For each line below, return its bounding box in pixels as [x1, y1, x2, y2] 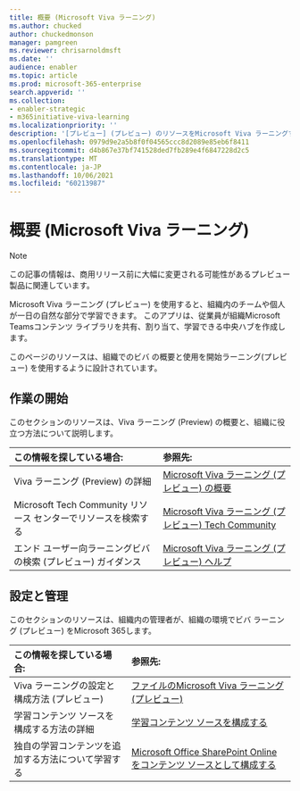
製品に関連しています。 [9, 280, 96, 291]
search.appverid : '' [9, 87, 87, 96]
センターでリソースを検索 [33, 512, 140, 524]
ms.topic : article [9, 71, 78, 80]
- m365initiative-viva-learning [9, 112, 129, 121]
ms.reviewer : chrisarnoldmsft [9, 46, 122, 55]
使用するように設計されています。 [37, 362, 162, 373]
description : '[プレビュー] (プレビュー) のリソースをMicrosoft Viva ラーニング [9, 129, 288, 138]
